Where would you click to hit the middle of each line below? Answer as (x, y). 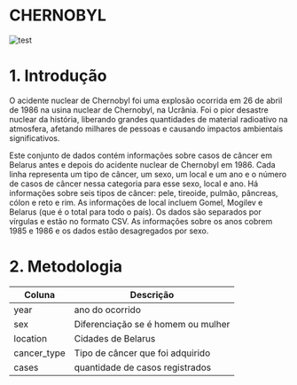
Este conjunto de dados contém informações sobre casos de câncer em (141, 155)
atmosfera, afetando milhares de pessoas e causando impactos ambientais (146, 129)
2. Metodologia (66, 267)
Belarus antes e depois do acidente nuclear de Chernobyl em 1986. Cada (143, 164)
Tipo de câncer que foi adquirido (142, 353)
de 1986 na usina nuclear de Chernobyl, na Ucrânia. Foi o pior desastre (139, 110)
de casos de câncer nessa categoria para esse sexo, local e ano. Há (134, 184)
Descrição (152, 295)
